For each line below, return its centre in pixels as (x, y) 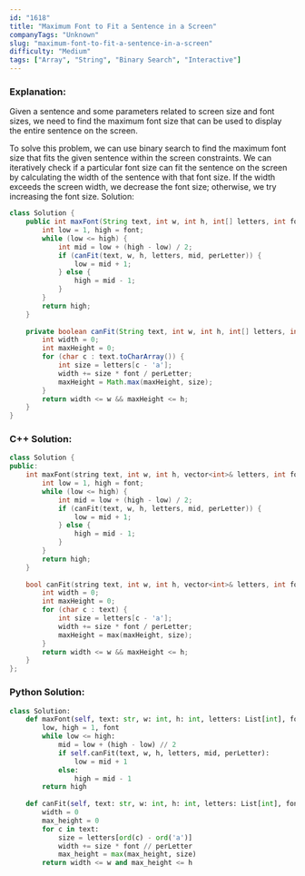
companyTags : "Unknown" (54, 34)
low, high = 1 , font (81, 728)
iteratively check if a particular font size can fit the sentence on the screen (148, 168)
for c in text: (71, 829)
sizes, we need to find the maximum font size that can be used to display (146, 121)
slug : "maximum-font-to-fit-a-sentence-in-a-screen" (111, 43)
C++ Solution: (41, 439)
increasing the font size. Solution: (72, 197)
